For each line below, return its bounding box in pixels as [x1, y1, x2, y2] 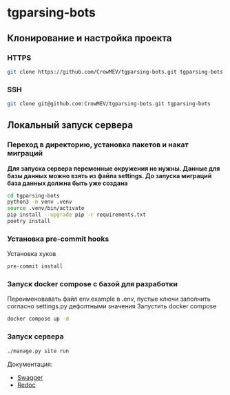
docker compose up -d [7, 315, 70, 323]
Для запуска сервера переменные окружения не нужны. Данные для [7, 164, 220, 173]
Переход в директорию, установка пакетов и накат [7, 140, 189, 149]
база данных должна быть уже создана [7, 179, 128, 187]
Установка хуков [7, 250, 56, 258]
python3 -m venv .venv [7, 198, 72, 206]
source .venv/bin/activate [7, 205, 85, 212]
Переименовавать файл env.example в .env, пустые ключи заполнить [7, 295, 211, 303]
